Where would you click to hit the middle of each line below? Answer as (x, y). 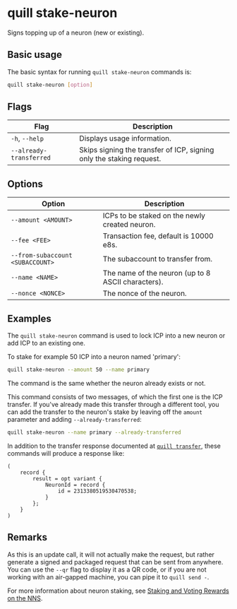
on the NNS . (25, 598)
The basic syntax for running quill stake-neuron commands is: (99, 71)
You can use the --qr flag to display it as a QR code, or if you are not (107, 569)
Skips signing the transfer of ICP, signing (147, 150)
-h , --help (28, 138)
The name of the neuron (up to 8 (157, 273)
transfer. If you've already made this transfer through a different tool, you (114, 404)
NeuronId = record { (75, 485)
